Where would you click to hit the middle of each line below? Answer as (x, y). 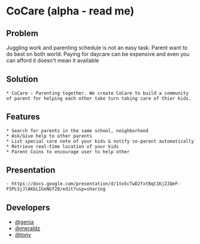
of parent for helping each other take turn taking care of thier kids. (99, 98)
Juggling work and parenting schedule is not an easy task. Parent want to (97, 47)
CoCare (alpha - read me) (70, 11)
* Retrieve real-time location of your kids (63, 146)
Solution (22, 79)
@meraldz (28, 228)
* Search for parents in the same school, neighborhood (77, 130)
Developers (28, 208)
